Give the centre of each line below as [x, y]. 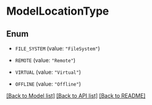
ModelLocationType [58, 11]
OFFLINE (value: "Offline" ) [48, 84]
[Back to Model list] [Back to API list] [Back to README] [76, 96]
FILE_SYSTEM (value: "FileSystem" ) [57, 48]
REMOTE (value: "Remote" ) [45, 60]
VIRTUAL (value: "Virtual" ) [48, 72]
